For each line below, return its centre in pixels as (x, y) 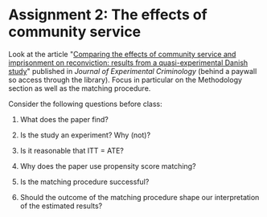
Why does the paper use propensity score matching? (108, 166)
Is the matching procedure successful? (84, 182)
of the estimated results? (61, 206)
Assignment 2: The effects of (108, 15)
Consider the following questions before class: (85, 104)
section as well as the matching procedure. (80, 88)
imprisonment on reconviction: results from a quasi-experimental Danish (128, 63)
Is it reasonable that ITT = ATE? (72, 150)
